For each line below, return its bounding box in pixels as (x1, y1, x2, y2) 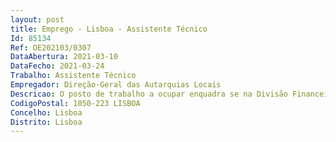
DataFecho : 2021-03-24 (10, 61, 105, 71)
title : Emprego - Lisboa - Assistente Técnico (10, 24, 208, 34)
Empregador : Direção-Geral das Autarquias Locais (10, 80, 222, 90)
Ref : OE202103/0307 (10, 42, 92, 53)
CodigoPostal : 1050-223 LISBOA (10, 98, 141, 108)
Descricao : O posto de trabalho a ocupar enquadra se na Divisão (10, 89, 288, 99)
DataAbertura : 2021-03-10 (10, 52, 118, 62)
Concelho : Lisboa (10, 107, 83, 118)
